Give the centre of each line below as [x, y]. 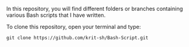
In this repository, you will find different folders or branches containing [95, 9]
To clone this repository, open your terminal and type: [74, 27]
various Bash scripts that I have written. [56, 15]
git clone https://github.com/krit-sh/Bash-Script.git [77, 38]
